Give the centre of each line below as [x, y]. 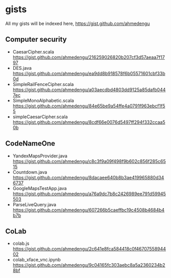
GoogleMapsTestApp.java [40, 188]
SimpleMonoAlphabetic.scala [43, 100]
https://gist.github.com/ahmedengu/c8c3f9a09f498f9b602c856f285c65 [89, 161]
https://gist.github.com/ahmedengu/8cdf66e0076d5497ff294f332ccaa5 [89, 122]
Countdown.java [30, 172]
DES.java [22, 68]
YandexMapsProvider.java [40, 156]
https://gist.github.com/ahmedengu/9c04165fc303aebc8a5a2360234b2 [89, 265]
